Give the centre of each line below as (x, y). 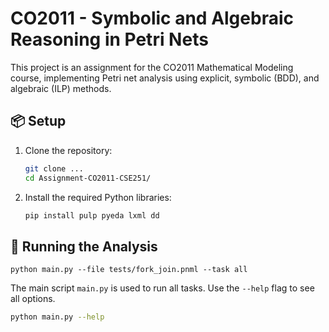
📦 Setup (38, 121)
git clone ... (54, 168)
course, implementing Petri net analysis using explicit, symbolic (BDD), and (165, 78)
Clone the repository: (68, 150)
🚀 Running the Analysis (84, 246)
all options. (33, 299)
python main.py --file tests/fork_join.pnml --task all (129, 270)
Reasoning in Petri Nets (109, 39)
